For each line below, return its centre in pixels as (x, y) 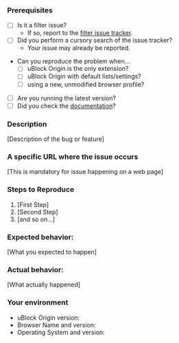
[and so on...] (36, 219)
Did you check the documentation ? (67, 106)
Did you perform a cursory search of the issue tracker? (95, 41)
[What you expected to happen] (52, 252)
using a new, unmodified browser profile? (86, 84)
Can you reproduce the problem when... (73, 61)
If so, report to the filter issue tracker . (80, 33)
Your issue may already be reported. (79, 48)
